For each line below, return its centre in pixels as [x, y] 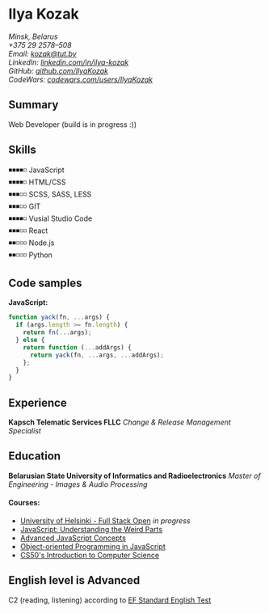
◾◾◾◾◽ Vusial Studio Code [50, 218]
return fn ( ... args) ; [57, 332]
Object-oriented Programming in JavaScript [92, 547]
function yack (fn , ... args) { [59, 317]
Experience [38, 402]
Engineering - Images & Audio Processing [78, 484]
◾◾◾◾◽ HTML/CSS [37, 182]
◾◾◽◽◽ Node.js [32, 243]
